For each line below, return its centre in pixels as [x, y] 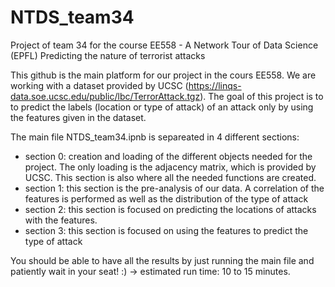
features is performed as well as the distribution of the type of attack [166, 198]
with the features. [61, 220]
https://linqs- [215, 85]
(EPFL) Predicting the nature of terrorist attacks [108, 55]
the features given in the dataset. [78, 117]
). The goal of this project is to [261, 96]
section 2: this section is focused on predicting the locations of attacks [170, 209]
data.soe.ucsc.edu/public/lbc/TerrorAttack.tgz [105, 96]
